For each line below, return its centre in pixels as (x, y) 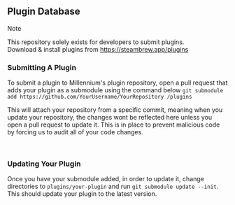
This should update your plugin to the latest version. (82, 194)
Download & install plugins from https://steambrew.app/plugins (98, 49)
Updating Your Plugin (44, 164)
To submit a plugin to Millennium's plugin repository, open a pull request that (117, 83)
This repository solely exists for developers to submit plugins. (96, 42)
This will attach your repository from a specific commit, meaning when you (115, 110)
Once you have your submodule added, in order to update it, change (106, 179)
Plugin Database (44, 12)
